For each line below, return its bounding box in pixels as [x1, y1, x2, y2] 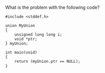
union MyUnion [5, 23, 36, 28]
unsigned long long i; [14, 32, 62, 37]
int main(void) [5, 50, 38, 55]
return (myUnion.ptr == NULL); [14, 59, 81, 64]
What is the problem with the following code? [5, 5, 100, 10]
